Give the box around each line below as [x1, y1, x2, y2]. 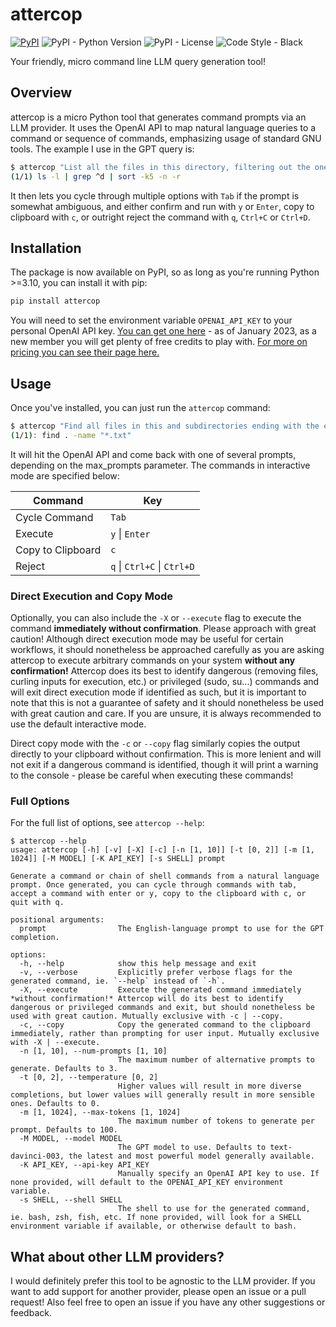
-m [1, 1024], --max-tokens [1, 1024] [19, 1108, 182, 1118]
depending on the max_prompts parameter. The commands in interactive [10, 459, 311, 471]
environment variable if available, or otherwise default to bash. [10, 1221, 298, 1232]
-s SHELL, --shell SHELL [19, 1195, 123, 1205]
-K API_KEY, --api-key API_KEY [19, 1160, 150, 1170]
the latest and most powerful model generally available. [68, 1151, 315, 1162]
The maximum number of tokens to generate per [117, 1116, 315, 1127]
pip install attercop [10, 296, 101, 307]
